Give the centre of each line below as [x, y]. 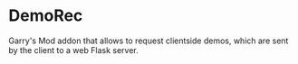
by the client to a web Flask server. [73, 50]
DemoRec [46, 16]
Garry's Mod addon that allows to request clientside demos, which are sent [149, 41]
